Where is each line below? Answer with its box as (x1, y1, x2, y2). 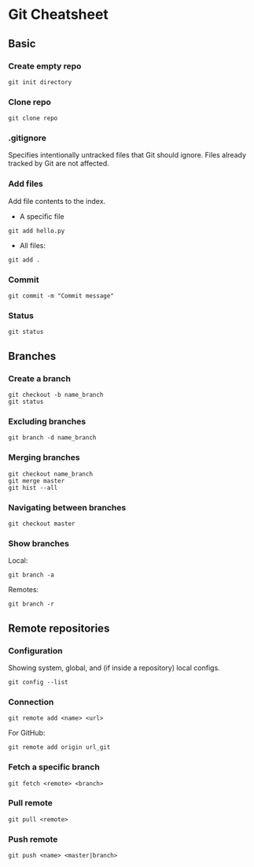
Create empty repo (8, 61, 82, 72)
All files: (19, 240, 46, 250)
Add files (8, 179, 43, 190)
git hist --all (8, 484, 58, 491)
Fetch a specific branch (8, 761, 100, 773)
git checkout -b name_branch (8, 391, 104, 399)
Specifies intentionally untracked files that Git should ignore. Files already (8, 150, 246, 160)
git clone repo (8, 114, 58, 123)
